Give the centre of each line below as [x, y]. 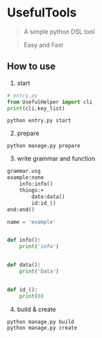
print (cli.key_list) [36, 108]
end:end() [21, 209]
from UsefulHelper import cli [50, 102]
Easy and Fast [43, 45]
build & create [36, 309]
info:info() [36, 184]
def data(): [24, 265]
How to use [31, 67]
